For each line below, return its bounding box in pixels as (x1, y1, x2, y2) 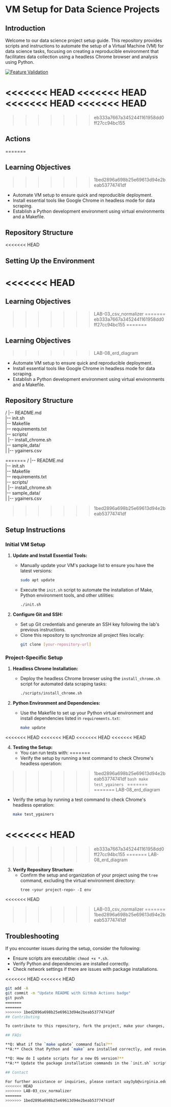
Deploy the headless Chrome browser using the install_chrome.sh (20, 676, 160, 681)
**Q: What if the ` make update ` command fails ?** (5, 1042, 113, 1047)
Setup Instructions (5, 525, 66, 534)
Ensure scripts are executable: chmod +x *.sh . (12, 955, 109, 962)
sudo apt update (20, 578, 55, 583)
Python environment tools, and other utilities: (20, 592, 115, 598)
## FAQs (5, 1033, 22, 1038)
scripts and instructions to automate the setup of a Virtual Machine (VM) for (5, 43, 164, 49)
